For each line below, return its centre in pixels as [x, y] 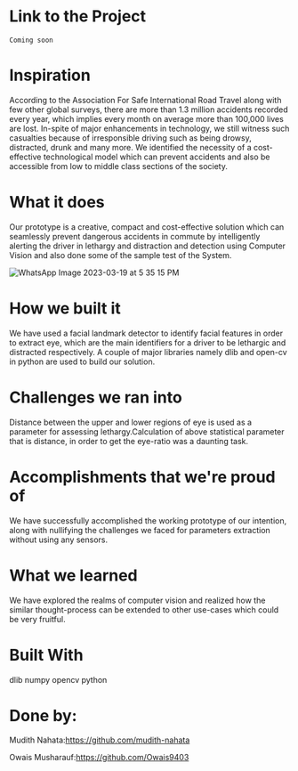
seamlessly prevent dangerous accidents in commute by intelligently [135, 236]
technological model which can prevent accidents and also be [157, 157]
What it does [57, 203]
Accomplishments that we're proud [142, 477]
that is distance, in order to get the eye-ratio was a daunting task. [129, 441]
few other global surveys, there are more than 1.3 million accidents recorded [149, 110]
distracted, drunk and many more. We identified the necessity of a [130, 147]
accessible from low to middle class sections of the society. [119, 166]
